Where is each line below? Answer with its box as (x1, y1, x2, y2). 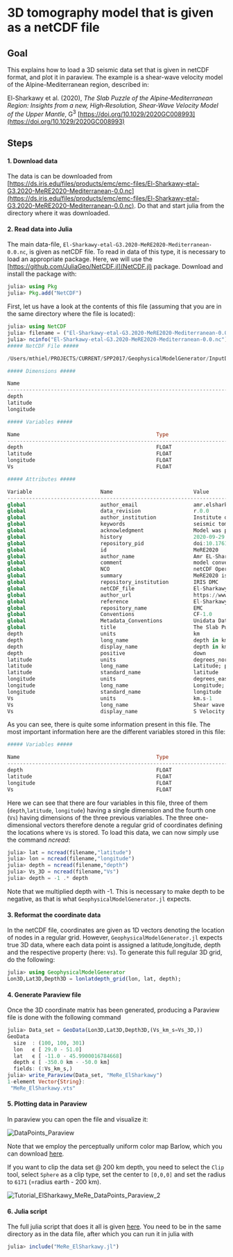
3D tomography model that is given (7, 5, 214, 21)
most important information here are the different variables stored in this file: (7, 728, 226, 736)
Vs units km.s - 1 (7, 694, 213, 702)
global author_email (7, 501, 138, 508)
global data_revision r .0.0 (7, 508, 209, 515)
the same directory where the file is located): (7, 310, 135, 318)
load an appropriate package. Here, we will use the (7, 255, 153, 263)
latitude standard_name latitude (7, 669, 218, 676)
